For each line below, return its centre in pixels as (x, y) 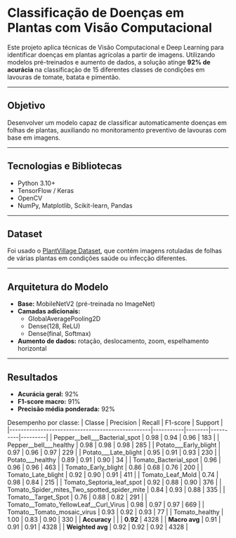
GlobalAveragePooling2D (64, 319)
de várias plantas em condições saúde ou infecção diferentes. (97, 258)
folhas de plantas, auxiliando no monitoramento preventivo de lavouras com (117, 130)
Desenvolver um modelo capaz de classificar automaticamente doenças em (117, 122)
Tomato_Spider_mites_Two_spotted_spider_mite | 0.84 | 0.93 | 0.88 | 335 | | (116, 490)
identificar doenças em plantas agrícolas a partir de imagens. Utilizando (111, 55)
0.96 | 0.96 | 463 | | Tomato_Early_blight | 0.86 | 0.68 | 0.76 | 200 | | (105, 467)
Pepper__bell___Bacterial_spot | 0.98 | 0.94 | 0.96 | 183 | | (137, 437)
